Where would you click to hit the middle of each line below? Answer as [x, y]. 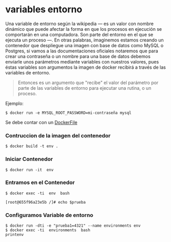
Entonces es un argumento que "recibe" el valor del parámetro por [88, 83]
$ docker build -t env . [32, 146]
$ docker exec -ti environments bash [48, 230]
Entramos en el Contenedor [40, 183]
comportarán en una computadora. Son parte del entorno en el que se [79, 34]
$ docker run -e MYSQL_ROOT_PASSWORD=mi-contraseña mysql [68, 113]
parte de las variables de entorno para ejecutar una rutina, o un [84, 88]
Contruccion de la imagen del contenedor [58, 135]
